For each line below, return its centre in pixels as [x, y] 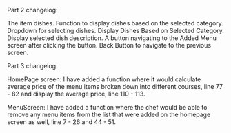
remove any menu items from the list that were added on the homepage [109, 114]
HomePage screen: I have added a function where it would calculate [104, 79]
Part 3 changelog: [32, 66]
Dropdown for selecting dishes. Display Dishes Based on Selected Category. [115, 31]
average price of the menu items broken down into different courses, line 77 [115, 86]
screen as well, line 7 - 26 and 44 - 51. [61, 122]
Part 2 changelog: [32, 10]
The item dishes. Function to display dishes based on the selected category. [115, 23]
